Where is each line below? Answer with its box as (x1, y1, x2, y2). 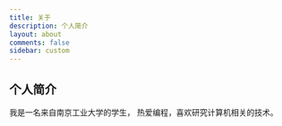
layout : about (9, 29, 63, 38)
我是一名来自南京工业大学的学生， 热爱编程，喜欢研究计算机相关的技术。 (9, 106, 278, 117)
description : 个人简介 (9, 21, 89, 30)
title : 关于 (9, 13, 51, 22)
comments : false (9, 38, 70, 47)
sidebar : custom (9, 46, 70, 55)
